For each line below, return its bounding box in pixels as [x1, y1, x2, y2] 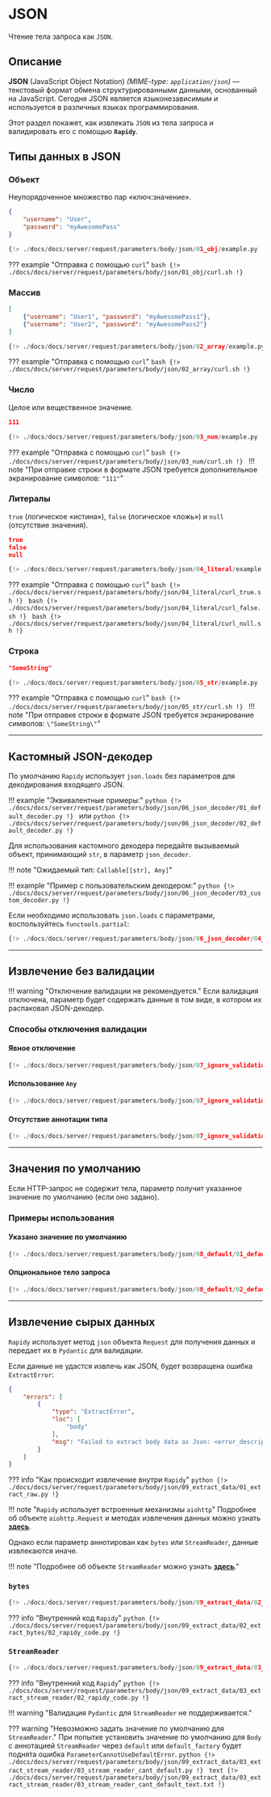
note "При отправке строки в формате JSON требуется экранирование [8, 710, 254, 720]
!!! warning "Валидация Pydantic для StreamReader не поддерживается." [8, 1707, 252, 1717]
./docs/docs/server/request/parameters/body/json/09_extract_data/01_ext [8, 1484, 262, 1492]
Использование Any [8, 1079, 77, 1089]
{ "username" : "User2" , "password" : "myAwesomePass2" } [23, 320, 207, 328]
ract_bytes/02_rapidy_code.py [8, 1628, 110, 1636]
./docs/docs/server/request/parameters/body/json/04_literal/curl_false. [8, 604, 262, 612]
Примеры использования [8, 1212, 115, 1224]
